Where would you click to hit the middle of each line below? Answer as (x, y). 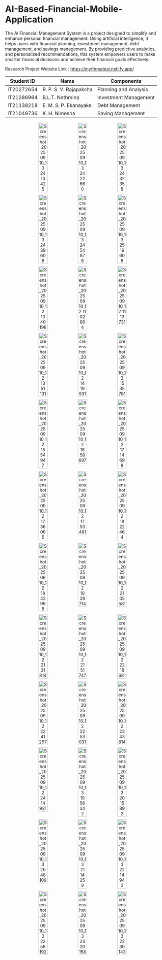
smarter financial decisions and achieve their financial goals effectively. (77, 59)
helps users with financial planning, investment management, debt (72, 43)
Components (126, 81)
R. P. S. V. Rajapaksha (67, 89)
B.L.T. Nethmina (61, 97)
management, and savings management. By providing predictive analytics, (81, 49)
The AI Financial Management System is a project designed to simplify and (81, 33)
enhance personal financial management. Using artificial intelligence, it (77, 38)
